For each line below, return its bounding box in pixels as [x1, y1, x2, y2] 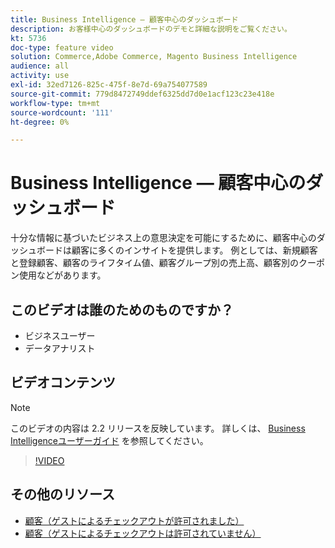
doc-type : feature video [10, 42, 114, 53]
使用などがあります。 [18, 269, 107, 281]
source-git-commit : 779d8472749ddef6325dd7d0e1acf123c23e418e [10, 89, 275, 99]
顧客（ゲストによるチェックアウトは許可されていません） [24, 527, 262, 539]
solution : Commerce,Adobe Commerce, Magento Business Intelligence [10, 52, 298, 62]
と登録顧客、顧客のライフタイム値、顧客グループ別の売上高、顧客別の [10, 257, 299, 269]
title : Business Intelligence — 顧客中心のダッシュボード [10, 14, 239, 25]
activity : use [10, 71, 70, 81]
